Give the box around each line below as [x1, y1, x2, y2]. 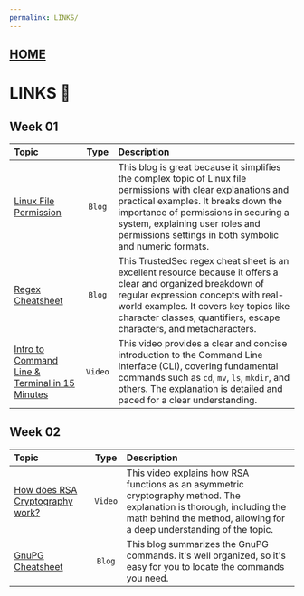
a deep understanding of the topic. [126, 523, 274, 535]
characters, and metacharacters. [118, 323, 257, 336]
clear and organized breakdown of [118, 278, 264, 290]
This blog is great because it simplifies [118, 161, 282, 174]
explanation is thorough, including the [126, 500, 287, 513]
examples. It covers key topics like [144, 300, 290, 313]
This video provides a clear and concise [118, 337, 288, 350]
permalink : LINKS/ [9, 13, 79, 23]
